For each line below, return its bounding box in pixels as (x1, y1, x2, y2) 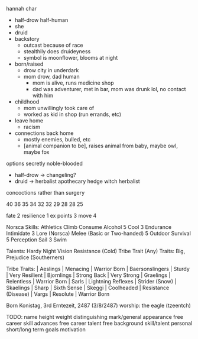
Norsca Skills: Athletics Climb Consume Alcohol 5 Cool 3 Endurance (6, 224, 172, 230)
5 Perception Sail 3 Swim (6, 236, 67, 243)
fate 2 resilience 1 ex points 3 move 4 (6, 212, 97, 219)
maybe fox (23, 148, 50, 156)
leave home (14, 117, 43, 124)
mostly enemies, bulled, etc (23, 136, 91, 143)
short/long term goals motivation (6, 326, 86, 333)
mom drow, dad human (23, 73, 80, 80)
